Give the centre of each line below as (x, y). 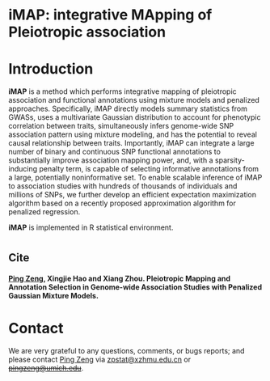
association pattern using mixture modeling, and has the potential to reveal (133, 134)
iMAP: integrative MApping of (110, 15)
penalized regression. (44, 212)
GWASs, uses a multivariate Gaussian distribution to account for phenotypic (135, 117)
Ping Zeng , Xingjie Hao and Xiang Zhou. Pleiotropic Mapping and (120, 278)
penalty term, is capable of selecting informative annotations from (149, 169)
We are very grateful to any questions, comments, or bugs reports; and (127, 350)
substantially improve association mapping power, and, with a (111, 160)
